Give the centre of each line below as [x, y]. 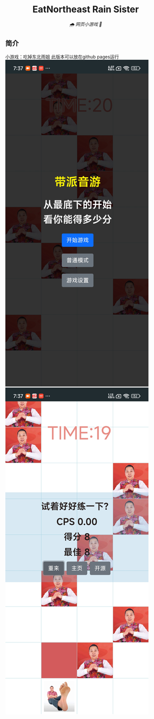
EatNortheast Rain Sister [86, 9]
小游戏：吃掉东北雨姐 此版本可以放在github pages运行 [62, 57]
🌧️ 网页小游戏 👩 [86, 24]
